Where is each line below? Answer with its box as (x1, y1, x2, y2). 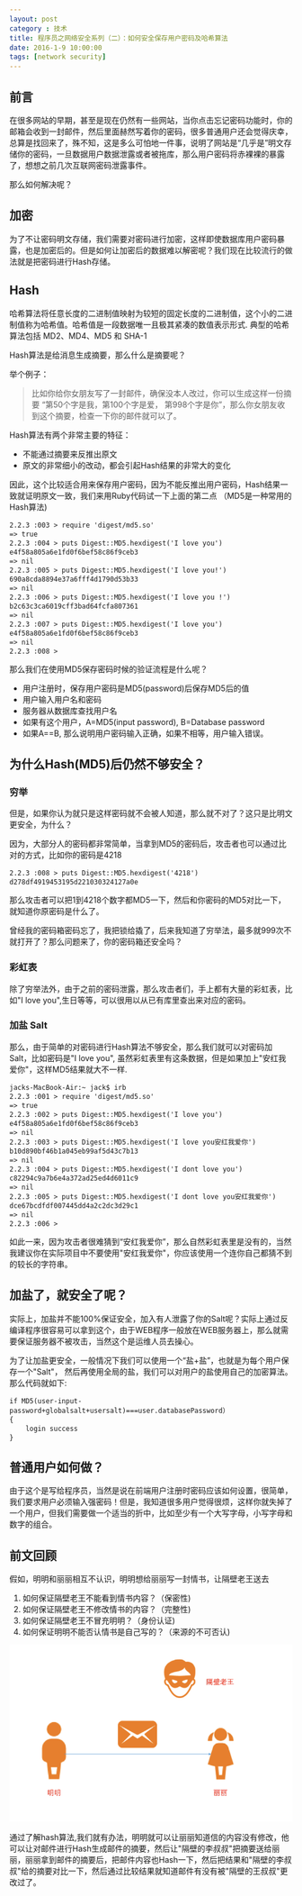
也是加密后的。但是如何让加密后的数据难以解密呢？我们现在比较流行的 (24, 244, 285, 256)
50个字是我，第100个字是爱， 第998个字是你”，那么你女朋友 (52, 399, 278, 410)
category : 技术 (9, 23, 67, 33)
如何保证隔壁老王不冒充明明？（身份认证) (22, 1615, 175, 1626)
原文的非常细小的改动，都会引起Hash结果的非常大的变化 (22, 459, 231, 470)
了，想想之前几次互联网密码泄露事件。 (9, 159, 151, 170)
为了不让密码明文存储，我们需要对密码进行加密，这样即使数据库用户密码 (9, 233, 277, 244)
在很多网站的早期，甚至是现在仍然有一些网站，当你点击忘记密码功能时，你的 (9, 114, 293, 125)
